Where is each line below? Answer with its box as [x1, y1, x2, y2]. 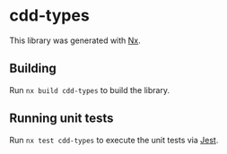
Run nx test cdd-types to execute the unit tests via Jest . [9, 134, 219, 145]
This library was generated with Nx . [9, 35, 141, 46]
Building [9, 61, 57, 76]
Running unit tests [9, 111, 114, 126]
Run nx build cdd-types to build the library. [9, 84, 170, 95]
